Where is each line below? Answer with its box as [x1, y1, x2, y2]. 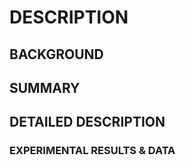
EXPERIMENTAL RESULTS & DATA [9, 144, 176, 158]
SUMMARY [9, 79, 81, 96]
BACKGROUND [9, 46, 104, 63]
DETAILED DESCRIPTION [9, 114, 166, 131]
